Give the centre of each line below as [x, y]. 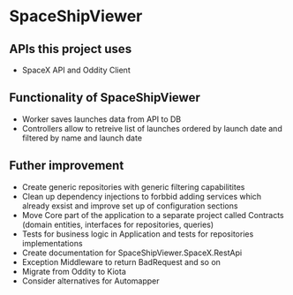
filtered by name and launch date [82, 138]
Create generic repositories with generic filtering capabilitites [133, 186]
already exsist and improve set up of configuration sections [130, 206]
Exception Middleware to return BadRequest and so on [121, 261]
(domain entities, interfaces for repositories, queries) [118, 224]
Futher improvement [67, 166]
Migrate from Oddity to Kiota [74, 271]
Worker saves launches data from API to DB [101, 119]
